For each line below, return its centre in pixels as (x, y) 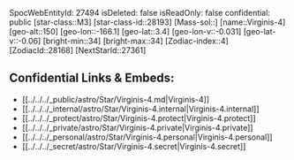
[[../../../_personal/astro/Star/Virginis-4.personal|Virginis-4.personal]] (147, 137)
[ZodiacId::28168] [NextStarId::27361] (78, 50)
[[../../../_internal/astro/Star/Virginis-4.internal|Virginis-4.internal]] (140, 109)
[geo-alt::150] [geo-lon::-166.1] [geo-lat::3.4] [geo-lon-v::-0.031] (125, 31)
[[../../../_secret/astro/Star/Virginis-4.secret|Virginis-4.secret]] (134, 146)
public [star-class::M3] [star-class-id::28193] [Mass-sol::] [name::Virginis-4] (147, 22)
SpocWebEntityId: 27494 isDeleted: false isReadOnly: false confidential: (140, 13)
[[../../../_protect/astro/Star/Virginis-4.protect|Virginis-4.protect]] (139, 118)
